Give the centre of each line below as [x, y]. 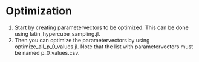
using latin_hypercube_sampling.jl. [57, 33]
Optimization [39, 11]
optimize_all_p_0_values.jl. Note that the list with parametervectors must [104, 46]
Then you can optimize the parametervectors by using [82, 40]
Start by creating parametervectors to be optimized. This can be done [101, 27]
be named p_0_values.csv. [47, 52]
